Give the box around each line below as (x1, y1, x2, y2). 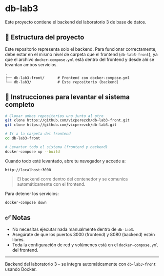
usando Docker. (5, 266, 37, 272)
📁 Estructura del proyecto (5, 33, 84, 41)
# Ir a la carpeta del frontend (5, 131, 71, 137)
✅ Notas (5, 213, 31, 222)
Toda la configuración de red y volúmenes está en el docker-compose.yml (12, 242, 159, 248)
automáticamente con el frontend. (17, 181, 85, 187)
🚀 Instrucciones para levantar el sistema (5, 93, 130, 101)
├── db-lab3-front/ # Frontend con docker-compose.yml (5, 75, 130, 80)
